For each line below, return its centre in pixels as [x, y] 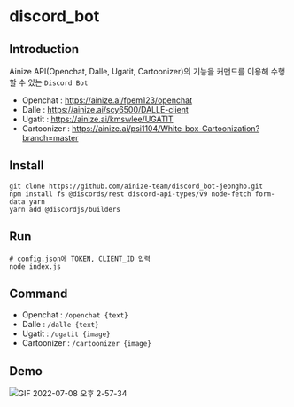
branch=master [50, 138]
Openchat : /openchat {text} [75, 315]
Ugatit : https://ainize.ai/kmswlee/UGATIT [97, 119]
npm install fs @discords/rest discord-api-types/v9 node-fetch [130, 194]
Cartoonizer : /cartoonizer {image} [87, 343]
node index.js [35, 266]
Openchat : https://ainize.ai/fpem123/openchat [107, 100]
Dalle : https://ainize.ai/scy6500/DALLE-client [105, 110]
